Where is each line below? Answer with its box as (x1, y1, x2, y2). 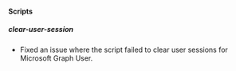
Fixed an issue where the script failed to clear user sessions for (19, 45, 229, 54)
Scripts (8, 6, 33, 16)
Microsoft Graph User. (19, 53, 93, 63)
